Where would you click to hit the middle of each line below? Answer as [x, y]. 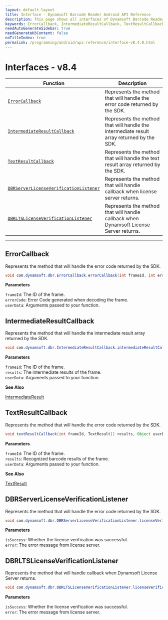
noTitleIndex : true [25, 38]
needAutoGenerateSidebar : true [38, 29]
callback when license [131, 191]
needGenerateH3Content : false [37, 33]
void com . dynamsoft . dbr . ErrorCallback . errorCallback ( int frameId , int [80, 275]
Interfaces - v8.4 [41, 67]
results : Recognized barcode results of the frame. [57, 458]
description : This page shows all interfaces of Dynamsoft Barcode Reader [85, 19]
